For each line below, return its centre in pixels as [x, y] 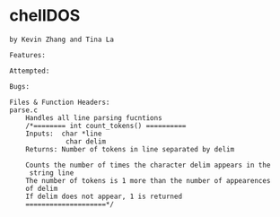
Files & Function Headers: [60, 102]
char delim [86, 141]
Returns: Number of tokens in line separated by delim [130, 149]
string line [52, 173]
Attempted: [30, 71]
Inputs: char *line [64, 134]
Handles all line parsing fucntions [94, 117]
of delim [42, 188]
